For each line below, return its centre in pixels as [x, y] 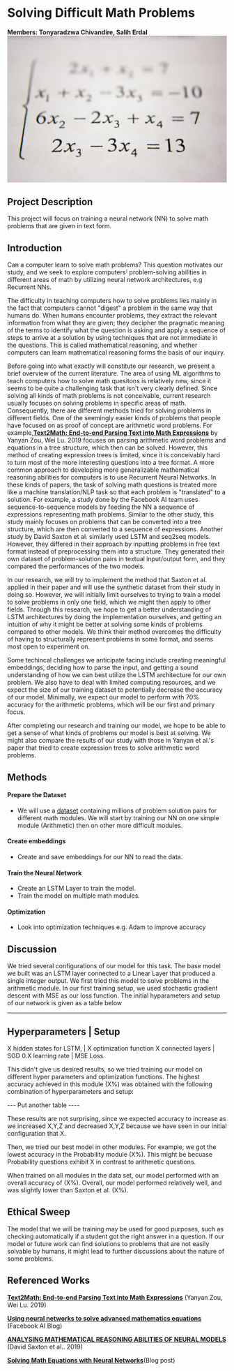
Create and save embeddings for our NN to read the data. [100, 857]
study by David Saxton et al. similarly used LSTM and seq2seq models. [109, 537]
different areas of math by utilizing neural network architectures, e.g [105, 280]
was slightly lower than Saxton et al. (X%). [68, 1190]
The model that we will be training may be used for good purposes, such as [116, 1229]
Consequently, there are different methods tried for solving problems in [109, 410]
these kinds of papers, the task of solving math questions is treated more [112, 485]
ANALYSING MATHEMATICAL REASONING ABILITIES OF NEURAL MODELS [117, 1339]
